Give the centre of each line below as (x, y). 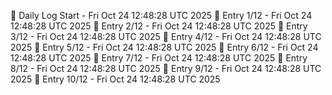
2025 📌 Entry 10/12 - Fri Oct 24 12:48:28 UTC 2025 (115, 79)
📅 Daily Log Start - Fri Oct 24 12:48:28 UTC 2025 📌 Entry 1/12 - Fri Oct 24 (161, 15)
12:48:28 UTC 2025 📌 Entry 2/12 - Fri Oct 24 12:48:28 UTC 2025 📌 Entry (159, 26)
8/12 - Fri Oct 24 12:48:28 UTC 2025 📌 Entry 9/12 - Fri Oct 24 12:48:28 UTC (166, 68)
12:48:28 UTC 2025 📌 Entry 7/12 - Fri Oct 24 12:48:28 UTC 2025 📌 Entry (159, 58)
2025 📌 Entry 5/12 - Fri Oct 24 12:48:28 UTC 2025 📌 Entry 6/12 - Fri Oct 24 (164, 47)
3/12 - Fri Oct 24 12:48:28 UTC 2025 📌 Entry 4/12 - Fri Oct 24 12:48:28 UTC (166, 36)
